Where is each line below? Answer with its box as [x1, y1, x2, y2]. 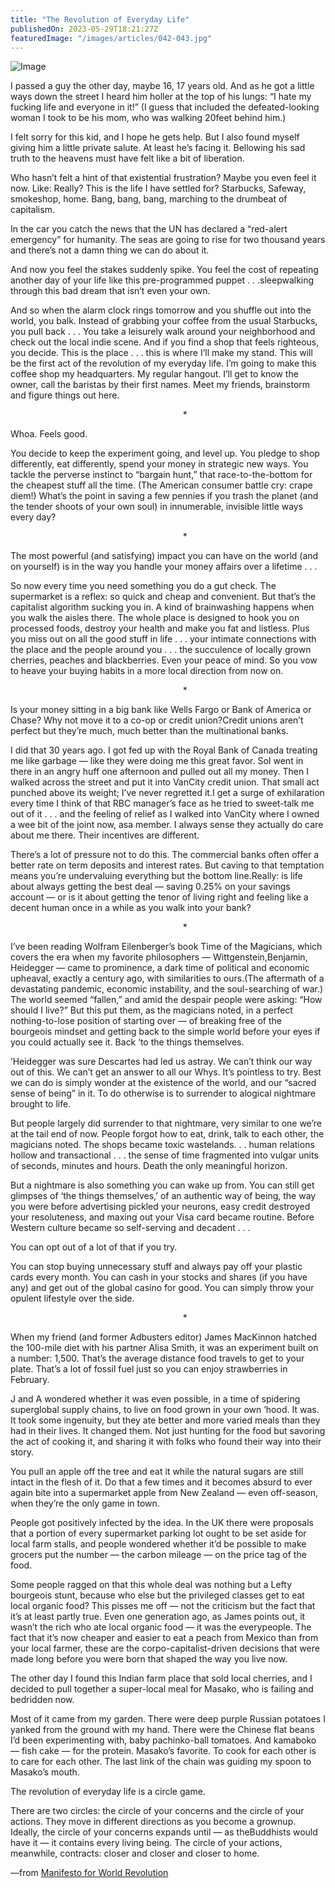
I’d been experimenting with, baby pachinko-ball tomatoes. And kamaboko [10, 1734, 317, 1746]
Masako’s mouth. [10, 1766, 80, 1778]
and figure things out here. [10, 389, 120, 401]
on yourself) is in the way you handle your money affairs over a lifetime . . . [10, 561, 318, 573]
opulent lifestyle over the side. [10, 1292, 135, 1305]
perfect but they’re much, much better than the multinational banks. [10, 725, 289, 737]
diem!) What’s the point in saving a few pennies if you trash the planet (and [10, 490, 319, 502]
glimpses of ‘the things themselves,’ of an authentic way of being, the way [10, 1190, 317, 1202]
